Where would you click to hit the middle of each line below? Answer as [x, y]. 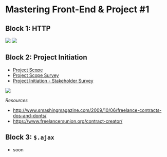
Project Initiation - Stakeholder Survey [53, 81]
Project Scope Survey [36, 75]
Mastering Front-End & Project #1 [77, 9]
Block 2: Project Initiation [46, 57]
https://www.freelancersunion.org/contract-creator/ [68, 121]
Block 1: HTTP [28, 28]
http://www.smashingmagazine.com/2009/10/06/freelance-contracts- [87, 110]
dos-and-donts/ [30, 115]
